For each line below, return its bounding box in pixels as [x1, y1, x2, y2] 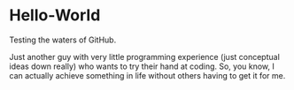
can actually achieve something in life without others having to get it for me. [9, 70, 286, 80]
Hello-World [9, 5, 101, 26]
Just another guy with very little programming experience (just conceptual [9, 51, 281, 62]
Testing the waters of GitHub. [9, 34, 117, 45]
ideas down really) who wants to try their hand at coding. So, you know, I [9, 61, 275, 71]
